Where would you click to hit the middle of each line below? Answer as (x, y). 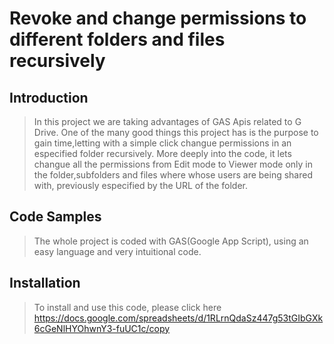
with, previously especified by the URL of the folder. (141, 185)
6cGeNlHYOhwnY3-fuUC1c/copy (102, 328)
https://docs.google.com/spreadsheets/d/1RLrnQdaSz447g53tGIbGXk (178, 318)
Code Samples (55, 217)
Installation (45, 283)
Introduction (49, 97)
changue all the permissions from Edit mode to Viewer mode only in (173, 164)
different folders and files (117, 39)
